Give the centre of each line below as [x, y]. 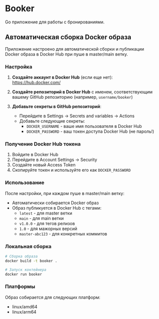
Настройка [19, 67]
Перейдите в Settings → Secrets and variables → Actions [77, 116]
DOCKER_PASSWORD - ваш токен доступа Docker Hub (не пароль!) [90, 131]
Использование [25, 183]
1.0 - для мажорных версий [48, 229]
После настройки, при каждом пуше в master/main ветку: [65, 193]
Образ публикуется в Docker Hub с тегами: [57, 208]
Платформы [20, 286]
